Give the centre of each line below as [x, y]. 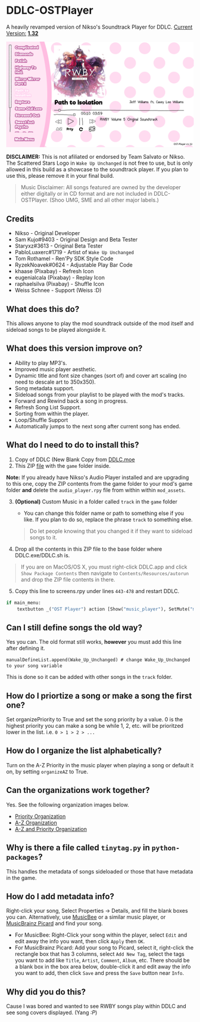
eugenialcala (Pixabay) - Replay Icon [60, 277]
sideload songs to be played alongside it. [57, 330]
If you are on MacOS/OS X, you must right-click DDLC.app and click [104, 567]
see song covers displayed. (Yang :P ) [52, 1012]
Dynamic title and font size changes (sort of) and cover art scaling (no [101, 375]
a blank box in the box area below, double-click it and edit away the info [103, 967]
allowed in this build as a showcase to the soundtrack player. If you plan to [97, 169]
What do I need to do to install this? [73, 445]
